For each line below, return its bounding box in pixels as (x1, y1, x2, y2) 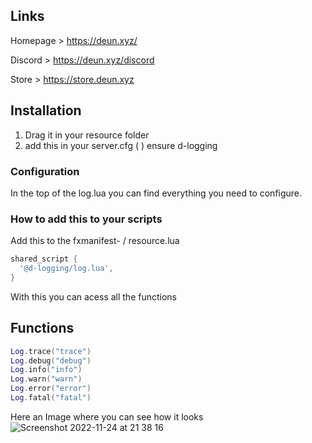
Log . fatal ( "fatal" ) (10, 393, 92, 403)
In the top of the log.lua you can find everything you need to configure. (10, 187, 303, 199)
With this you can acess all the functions (10, 290, 177, 303)
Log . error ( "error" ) (10, 384, 92, 394)
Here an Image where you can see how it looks (10, 410, 204, 423)
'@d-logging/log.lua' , (19, 264, 114, 274)
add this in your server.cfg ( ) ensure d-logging (24, 139, 218, 151)
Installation (10, 102, 82, 119)
